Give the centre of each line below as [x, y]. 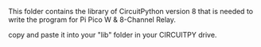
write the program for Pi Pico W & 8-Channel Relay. [92, 20]
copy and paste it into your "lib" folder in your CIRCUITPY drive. [113, 35]
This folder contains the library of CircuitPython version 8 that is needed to [130, 11]
